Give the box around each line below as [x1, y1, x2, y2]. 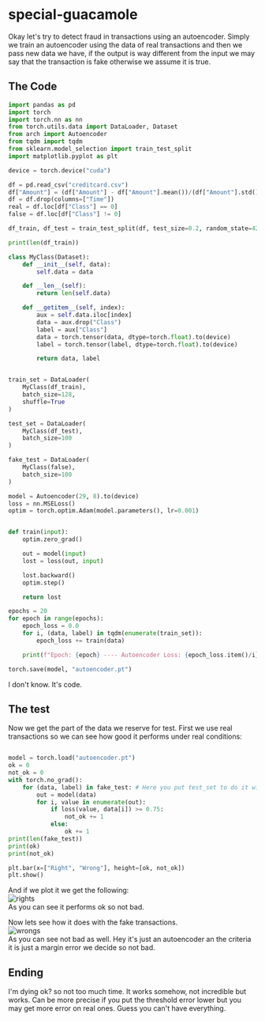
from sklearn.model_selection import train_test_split [8, 145, 192, 153]
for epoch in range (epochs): [8, 614, 104, 622]
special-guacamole [8, 6, 138, 24]
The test [8, 702, 50, 716]
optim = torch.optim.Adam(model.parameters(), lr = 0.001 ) [8, 507, 200, 515]
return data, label [36, 354, 101, 363]
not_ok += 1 [64, 813, 104, 821]
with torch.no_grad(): [8, 776, 83, 784]
